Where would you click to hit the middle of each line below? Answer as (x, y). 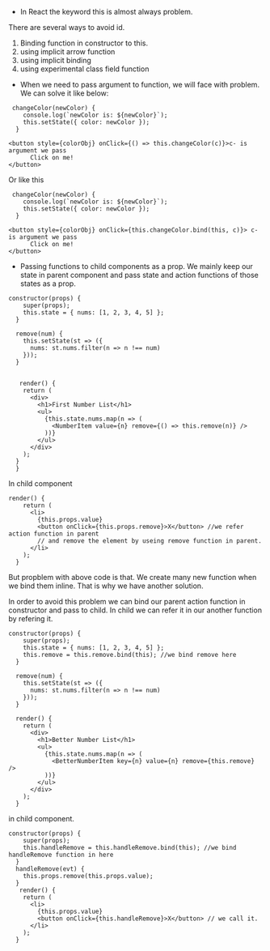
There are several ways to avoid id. (67, 27)
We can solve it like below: (64, 93)
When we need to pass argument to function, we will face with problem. (140, 85)
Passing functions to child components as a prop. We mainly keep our (136, 266)
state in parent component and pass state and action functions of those (139, 275)
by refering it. (31, 618)
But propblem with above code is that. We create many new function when (133, 577)
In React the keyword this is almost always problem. (106, 12)
